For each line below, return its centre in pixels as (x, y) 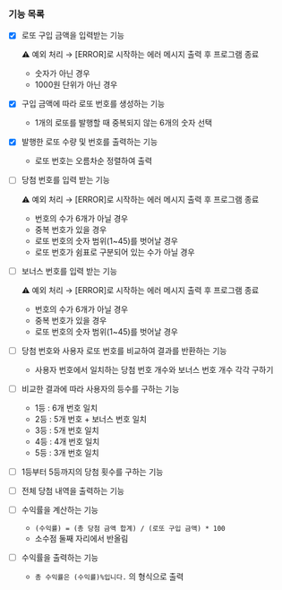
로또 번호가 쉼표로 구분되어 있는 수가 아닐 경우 (115, 252)
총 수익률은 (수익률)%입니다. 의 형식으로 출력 (109, 577)
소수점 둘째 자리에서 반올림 (81, 538)
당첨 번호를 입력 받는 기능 (66, 180)
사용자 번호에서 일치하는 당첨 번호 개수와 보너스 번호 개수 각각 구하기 (154, 369)
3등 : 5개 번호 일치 (67, 430)
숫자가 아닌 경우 (62, 74)
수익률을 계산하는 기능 (60, 509)
